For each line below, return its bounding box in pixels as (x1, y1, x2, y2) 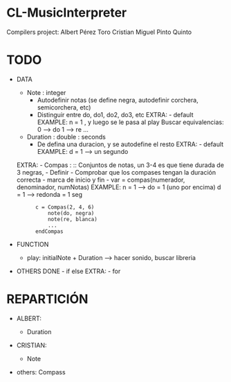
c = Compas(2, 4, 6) (35, 203, 95, 211)
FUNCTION (16, 240, 49, 248)
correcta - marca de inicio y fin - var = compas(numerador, (16, 175, 185, 184)
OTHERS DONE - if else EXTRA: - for (16, 267, 121, 275)
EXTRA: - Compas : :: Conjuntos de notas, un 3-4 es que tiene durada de (16, 161, 224, 169)
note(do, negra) (47, 209, 95, 216)
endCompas (35, 227, 64, 235)
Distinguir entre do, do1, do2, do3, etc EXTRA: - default (37, 110, 194, 119)
